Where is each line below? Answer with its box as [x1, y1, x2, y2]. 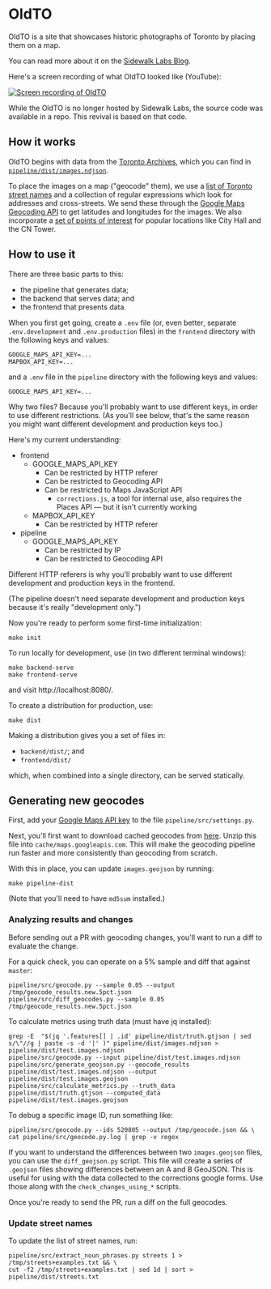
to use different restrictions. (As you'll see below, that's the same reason [8, 410, 250, 420]
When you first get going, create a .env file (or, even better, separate [8, 318, 237, 327]
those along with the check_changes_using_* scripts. [8, 1181, 181, 1191]
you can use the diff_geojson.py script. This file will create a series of [8, 1155, 243, 1165]
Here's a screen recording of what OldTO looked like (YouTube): [8, 71, 222, 81]
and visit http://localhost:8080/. [8, 685, 113, 694]
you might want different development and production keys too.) [8, 419, 223, 429]
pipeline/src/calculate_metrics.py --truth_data [8, 1082, 176, 1090]
